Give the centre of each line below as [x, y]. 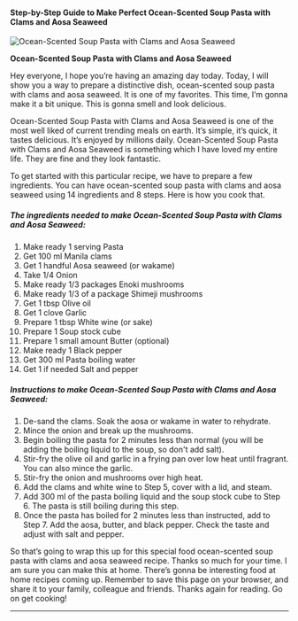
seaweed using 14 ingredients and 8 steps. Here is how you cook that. [138, 195]
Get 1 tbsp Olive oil [57, 303]
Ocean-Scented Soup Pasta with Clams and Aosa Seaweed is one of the [142, 121]
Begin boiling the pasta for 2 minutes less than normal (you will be [143, 440]
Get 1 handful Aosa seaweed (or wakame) [99, 266]
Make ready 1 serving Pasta [73, 247]
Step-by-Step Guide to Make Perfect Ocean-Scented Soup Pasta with [140, 12]
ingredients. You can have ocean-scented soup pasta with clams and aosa [146, 185]
